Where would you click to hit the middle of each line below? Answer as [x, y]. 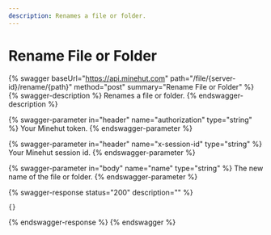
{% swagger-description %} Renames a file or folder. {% [103, 95]
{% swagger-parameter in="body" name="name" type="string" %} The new [136, 168]
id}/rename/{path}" [40, 86]
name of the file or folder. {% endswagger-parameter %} [103, 176]
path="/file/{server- [203, 78]
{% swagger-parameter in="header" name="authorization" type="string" [130, 120]
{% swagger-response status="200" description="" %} [101, 192]
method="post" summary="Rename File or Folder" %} [164, 86]
